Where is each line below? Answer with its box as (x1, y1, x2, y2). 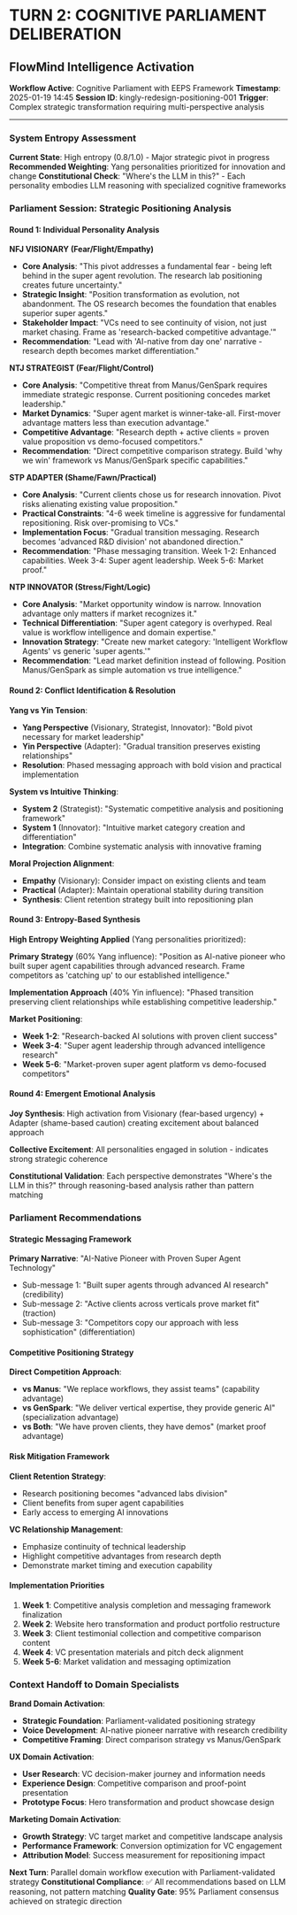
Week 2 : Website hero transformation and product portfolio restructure (21, 1619, 280, 1629)
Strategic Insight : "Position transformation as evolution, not (21, 289, 240, 300)
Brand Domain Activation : (9, 1698, 106, 1709)
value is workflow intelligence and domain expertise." (21, 627, 217, 638)
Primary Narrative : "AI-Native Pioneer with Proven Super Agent (9, 1253, 241, 1264)
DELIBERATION (9, 24, 122, 44)
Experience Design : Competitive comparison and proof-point (21, 1778, 247, 1788)
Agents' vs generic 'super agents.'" (21, 646, 151, 657)
